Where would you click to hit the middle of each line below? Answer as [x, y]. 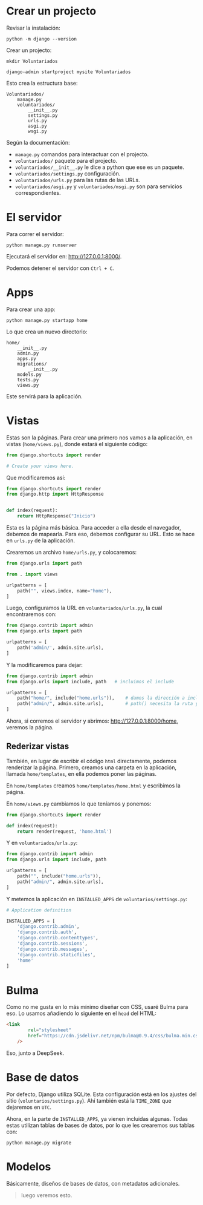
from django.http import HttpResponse [55, 494]
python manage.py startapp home [47, 320]
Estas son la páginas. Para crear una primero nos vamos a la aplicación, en [99, 438]
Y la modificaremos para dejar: [44, 665]
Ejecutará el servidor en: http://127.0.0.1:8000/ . [64, 256]
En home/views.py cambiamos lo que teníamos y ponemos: [79, 804]
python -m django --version [42, 39]
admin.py [28, 353]
